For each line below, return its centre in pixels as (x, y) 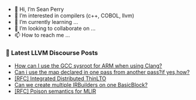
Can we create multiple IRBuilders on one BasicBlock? (81, 85)
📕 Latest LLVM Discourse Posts (52, 53)
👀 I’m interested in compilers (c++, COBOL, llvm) (74, 16)
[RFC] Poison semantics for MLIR (55, 91)
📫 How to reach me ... (42, 35)
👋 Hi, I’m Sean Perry (39, 9)
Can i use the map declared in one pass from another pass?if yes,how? (102, 72)
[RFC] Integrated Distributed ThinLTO (60, 78)
